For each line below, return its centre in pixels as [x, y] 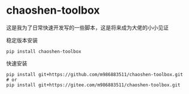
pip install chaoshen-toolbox [44, 51]
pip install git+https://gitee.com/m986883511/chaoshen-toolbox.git [93, 85]
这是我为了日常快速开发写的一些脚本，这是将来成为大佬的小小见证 [87, 27]
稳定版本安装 [22, 40]
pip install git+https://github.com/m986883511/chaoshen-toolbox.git [95, 74]
